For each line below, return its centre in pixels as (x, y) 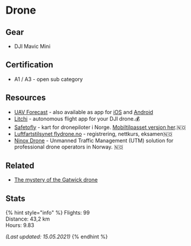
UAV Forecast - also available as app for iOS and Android (83, 112)
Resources (26, 98)
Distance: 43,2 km (28, 219)
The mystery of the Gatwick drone (56, 180)
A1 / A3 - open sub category (48, 79)
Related (20, 166)
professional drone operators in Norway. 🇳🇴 (69, 147)
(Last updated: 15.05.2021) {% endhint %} (57, 237)
